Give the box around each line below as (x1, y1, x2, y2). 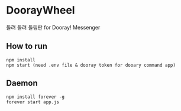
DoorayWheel (6, 4, 75, 17)
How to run (6, 41, 48, 51)
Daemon (6, 78, 38, 89)
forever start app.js (6, 99, 60, 105)
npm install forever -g (6, 94, 65, 100)
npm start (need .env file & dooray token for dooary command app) (6, 62, 176, 68)
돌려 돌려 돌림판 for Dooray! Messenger (6, 24, 101, 31)
